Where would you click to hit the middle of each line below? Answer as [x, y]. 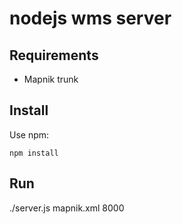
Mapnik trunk [51, 79]
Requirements [54, 55]
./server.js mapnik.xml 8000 [67, 208]
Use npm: [29, 134]
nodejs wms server [90, 18]
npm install [34, 153]
